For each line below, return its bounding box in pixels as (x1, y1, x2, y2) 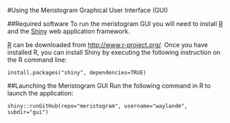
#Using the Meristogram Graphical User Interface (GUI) (7, 6, 168, 14)
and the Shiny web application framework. (7, 27, 131, 35)
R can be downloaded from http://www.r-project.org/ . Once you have (7, 41, 208, 48)
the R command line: (7, 56, 67, 64)
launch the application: (7, 89, 74, 97)
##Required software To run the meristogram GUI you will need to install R (7, 20, 224, 27)
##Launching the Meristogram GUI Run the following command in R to (7, 82, 211, 90)
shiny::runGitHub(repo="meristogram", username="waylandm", (7, 103, 188, 110)
